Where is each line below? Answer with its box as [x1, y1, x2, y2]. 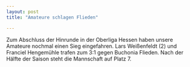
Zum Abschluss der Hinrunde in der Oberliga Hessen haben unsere [6, 36, 173, 43]
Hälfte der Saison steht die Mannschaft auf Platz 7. [6, 55, 131, 62]
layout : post [6, 8, 39, 15]
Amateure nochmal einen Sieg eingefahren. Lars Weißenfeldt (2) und [6, 42, 177, 50]
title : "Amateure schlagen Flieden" [6, 14, 98, 20]
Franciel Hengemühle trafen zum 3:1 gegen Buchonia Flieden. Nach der [6, 48, 184, 56]
